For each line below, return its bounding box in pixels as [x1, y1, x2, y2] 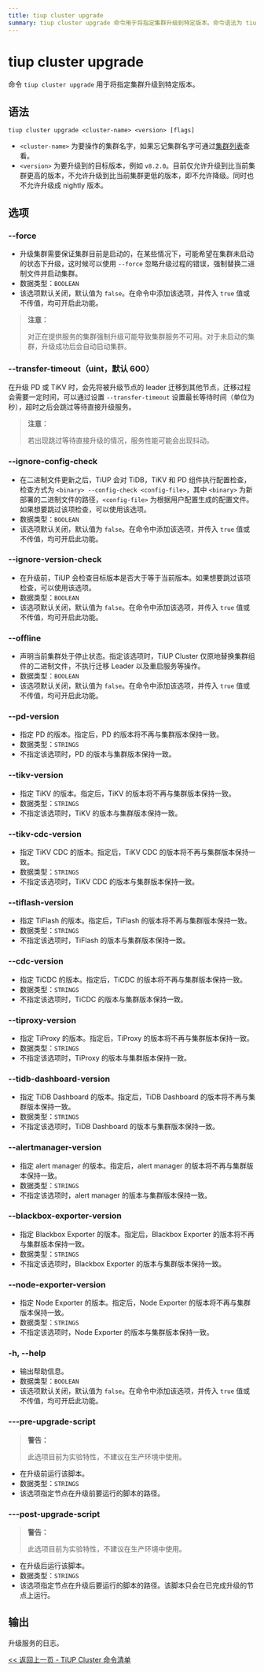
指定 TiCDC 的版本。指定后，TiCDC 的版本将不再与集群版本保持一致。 [19, 975, 247, 984]
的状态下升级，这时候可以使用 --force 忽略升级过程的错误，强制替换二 [19, 258, 248, 268]
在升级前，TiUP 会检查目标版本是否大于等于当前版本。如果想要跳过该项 [19, 573, 251, 582]
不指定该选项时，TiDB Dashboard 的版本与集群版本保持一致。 [19, 1122, 220, 1131]
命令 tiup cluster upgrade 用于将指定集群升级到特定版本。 [8, 80, 200, 89]
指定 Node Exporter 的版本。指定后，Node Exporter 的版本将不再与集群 [19, 1298, 251, 1308]
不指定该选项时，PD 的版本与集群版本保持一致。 [19, 749, 176, 759]
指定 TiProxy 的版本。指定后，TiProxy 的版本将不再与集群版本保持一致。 [19, 1033, 254, 1042]
